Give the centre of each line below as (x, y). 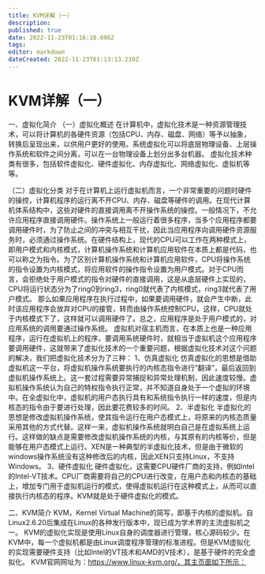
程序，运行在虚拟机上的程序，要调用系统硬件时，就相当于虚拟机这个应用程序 (132, 338)
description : (30, 23)
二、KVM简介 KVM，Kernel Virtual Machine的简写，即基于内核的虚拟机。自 (131, 512)
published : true (35, 30)
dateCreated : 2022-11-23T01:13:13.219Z (74, 60)
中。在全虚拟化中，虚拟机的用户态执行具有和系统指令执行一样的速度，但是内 (132, 397)
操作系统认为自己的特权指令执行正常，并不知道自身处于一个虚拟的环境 (136, 387)
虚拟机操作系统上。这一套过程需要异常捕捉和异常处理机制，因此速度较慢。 (129, 377)
